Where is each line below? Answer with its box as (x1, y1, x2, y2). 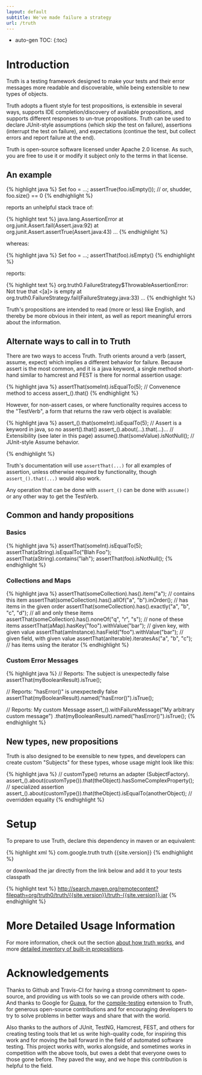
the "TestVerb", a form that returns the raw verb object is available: (6, 408, 172, 415)
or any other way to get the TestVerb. (6, 493, 99, 500)
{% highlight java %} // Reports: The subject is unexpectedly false (6, 670, 170, 677)
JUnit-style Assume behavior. (6, 438, 80, 446)
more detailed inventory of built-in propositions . (6, 945, 124, 953)
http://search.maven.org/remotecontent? (57, 884, 159, 892)
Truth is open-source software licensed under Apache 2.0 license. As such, (6, 146, 194, 153)
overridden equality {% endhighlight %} (6, 796, 105, 804)
